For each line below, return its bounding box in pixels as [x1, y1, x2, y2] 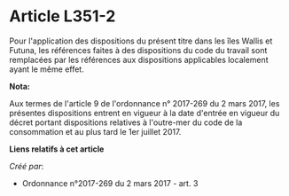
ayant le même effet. [9, 64, 84, 74]
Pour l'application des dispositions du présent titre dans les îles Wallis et [9, 35, 273, 46]
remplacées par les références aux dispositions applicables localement [9, 54, 269, 65]
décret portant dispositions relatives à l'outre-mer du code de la [9, 117, 243, 128]
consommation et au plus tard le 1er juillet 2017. [9, 126, 182, 137]
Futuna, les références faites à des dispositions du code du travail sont [9, 44, 268, 55]
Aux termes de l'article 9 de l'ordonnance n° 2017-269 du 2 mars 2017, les [9, 98, 280, 108]
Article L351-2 [9, 6, 116, 27]
